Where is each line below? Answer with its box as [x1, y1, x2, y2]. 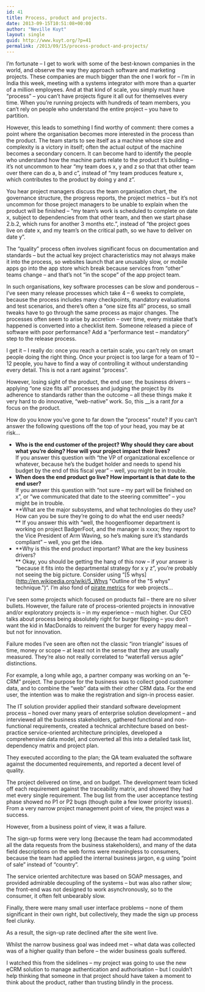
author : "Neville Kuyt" [6, 26, 67, 32]
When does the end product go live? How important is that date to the [15, 473, 195, 480]
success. [6, 811, 29, 818]
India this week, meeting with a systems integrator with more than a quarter [6, 79, 196, 86]
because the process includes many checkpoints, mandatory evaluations [6, 296, 190, 303]
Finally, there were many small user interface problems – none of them [6, 904, 183, 911]
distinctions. [6, 659, 37, 667]
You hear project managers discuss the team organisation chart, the [6, 187, 178, 195]
